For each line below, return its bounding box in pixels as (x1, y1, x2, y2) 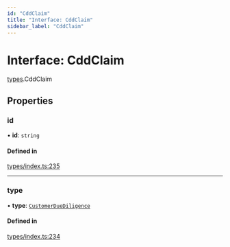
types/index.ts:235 (7, 162, 60, 170)
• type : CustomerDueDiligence (7, 201, 91, 209)
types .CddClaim (7, 75, 53, 83)
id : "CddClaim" (7, 10, 51, 17)
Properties (7, 95, 53, 106)
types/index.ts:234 (7, 232, 60, 240)
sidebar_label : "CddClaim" (7, 23, 84, 30)
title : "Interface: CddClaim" (7, 16, 94, 23)
